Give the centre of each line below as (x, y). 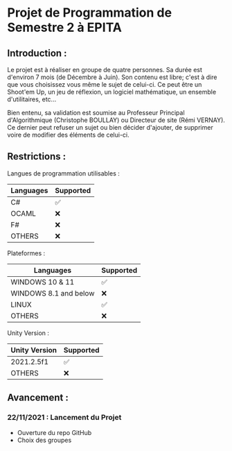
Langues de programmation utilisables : (63, 173)
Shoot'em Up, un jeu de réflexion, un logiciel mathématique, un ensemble (112, 92)
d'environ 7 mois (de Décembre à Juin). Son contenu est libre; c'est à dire (112, 77)
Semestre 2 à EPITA (65, 27)
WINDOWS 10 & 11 (43, 282)
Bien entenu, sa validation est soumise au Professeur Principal (96, 113)
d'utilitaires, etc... (32, 99)
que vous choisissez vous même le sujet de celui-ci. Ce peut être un (105, 84)
